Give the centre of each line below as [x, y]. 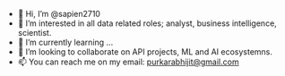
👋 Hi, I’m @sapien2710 [59, 14]
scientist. [35, 33]
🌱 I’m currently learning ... [65, 42]
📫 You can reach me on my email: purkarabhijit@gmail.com [128, 62]
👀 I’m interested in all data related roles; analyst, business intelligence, [147, 23]
